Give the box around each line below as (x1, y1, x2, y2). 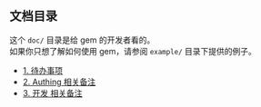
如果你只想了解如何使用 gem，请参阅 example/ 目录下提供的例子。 (9, 45, 257, 56)
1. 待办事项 (22, 64, 64, 75)
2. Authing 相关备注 (22, 76, 96, 87)
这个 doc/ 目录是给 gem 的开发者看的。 (9, 34, 156, 45)
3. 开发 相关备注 (22, 87, 84, 98)
